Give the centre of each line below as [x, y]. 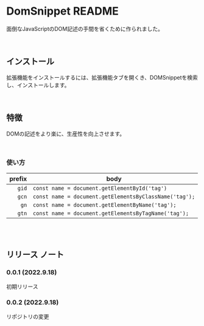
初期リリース [22, 286]
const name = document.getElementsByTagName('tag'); [111, 213]
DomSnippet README [62, 11]
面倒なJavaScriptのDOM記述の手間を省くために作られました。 [85, 29]
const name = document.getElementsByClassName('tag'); [114, 196]
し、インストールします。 [38, 85]
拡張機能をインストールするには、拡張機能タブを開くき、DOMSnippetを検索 [102, 77]
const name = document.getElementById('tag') [100, 188]
